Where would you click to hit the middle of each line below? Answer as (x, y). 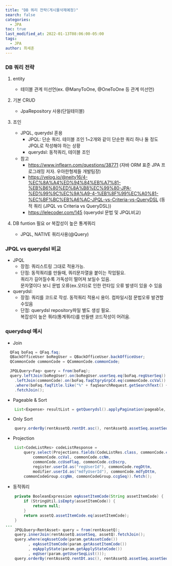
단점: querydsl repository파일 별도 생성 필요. (66, 310)
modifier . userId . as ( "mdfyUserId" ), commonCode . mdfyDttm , (95, 472)
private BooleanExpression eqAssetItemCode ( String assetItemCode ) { (89, 496)
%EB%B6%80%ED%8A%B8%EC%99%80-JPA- (80, 188)
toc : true (16, 29)
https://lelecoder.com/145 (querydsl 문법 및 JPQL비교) (84, 212)
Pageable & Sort (30, 400)
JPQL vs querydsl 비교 (33, 248)
